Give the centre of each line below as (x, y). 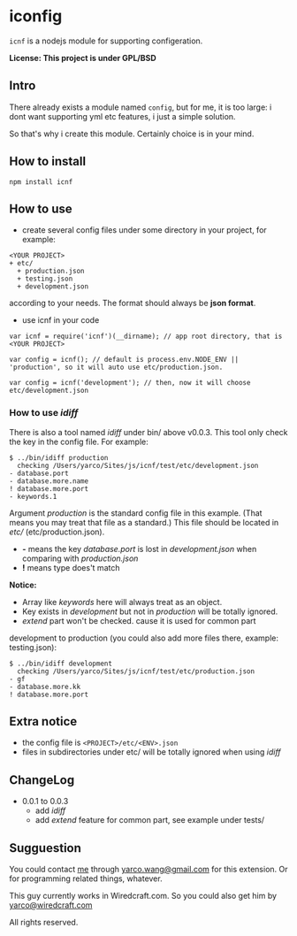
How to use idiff (44, 413)
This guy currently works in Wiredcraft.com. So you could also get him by (143, 896)
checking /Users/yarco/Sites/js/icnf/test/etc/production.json (136, 671)
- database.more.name (49, 481)
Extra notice (43, 721)
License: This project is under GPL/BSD (83, 58)
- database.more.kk (45, 687)
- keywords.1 (33, 496)
